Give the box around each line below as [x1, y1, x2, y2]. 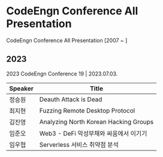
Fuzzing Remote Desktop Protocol [39, 106, 135, 114]
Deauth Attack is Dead [39, 95, 102, 103]
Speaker [9, 84, 34, 92]
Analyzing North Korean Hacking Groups [39, 117, 154, 126]
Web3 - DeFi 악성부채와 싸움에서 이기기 [39, 129, 147, 137]
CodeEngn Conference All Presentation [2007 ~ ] [6, 37, 128, 44]
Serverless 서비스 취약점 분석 [39, 140, 119, 149]
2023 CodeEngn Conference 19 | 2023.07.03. [6, 70, 118, 77]
